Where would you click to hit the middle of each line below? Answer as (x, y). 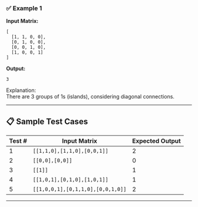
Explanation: (21, 90)
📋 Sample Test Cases (47, 121)
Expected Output (156, 141)
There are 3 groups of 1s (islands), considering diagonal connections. (90, 97)
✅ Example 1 (24, 8)
